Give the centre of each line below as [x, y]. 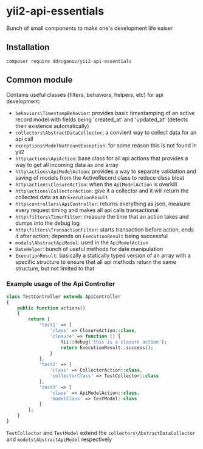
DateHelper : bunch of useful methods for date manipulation [89, 249]
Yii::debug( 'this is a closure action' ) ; [114, 342]
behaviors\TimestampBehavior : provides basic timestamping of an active [105, 113]
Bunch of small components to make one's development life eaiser [90, 28]
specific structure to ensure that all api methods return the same [95, 262]
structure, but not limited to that [55, 268]
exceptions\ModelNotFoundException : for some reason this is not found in [106, 145]
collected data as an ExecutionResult [61, 197]
